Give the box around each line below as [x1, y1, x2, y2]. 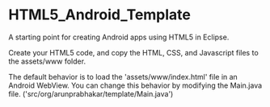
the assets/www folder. [8, 56, 86, 66]
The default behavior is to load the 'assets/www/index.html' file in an [8, 72, 238, 81]
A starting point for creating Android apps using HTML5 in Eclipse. [8, 32, 230, 42]
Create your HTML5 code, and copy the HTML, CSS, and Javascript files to [8, 47, 259, 57]
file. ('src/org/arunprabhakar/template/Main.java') [8, 88, 174, 98]
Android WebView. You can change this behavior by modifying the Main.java [8, 80, 263, 90]
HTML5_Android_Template [8, 6, 192, 24]
